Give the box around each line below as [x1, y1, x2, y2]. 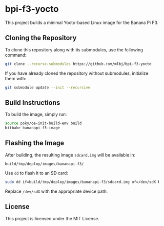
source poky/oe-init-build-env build [5, 121, 82, 126]
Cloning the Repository [5, 34, 77, 42]
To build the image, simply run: [5, 112, 67, 117]
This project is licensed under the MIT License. [5, 215, 100, 221]
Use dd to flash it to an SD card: [5, 170, 68, 176]
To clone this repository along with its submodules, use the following [5, 46, 143, 52]
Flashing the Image [5, 139, 64, 147]
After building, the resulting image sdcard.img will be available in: [5, 152, 136, 158]
